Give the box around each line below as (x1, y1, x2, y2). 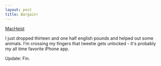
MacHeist (5, 25, 25, 31)
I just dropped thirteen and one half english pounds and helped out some (5, 35, 154, 41)
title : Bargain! (5, 12, 39, 17)
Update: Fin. (5, 55, 30, 61)
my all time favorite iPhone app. (5, 46, 70, 52)
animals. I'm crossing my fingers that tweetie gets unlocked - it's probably (5, 40, 156, 46)
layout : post (5, 7, 32, 12)
